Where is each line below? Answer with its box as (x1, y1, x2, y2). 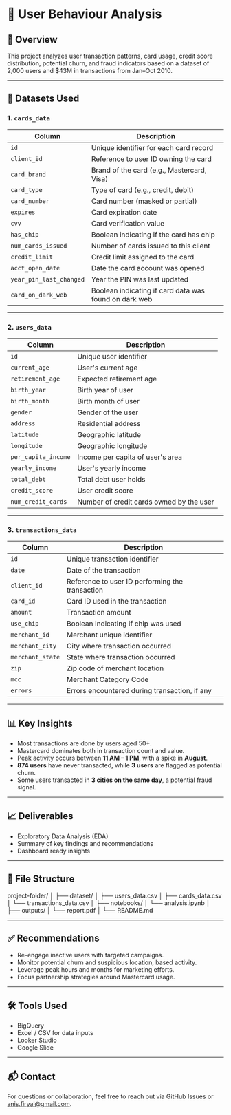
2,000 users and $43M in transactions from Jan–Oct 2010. (7, 67, 173, 74)
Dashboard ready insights (16, 847, 91, 855)
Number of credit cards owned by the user (77, 497, 214, 507)
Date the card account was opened (91, 263, 205, 273)
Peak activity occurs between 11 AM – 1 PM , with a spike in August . (16, 754, 208, 763)
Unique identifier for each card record (91, 142, 214, 152)
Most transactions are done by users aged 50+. (16, 739, 153, 747)
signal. (16, 783, 36, 792)
